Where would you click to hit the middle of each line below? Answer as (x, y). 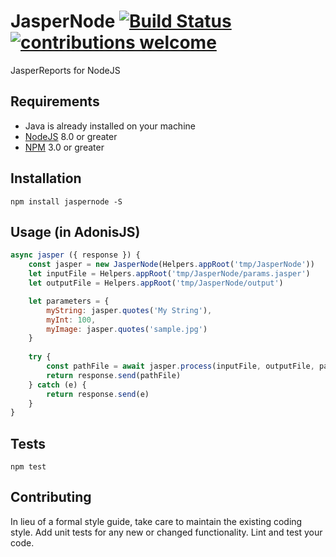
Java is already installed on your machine (110, 126)
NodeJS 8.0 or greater (71, 136)
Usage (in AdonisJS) (75, 231)
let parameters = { (69, 301)
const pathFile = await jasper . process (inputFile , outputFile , (180, 366)
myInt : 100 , (71, 320)
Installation (46, 178)
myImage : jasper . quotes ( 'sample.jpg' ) (127, 329)
